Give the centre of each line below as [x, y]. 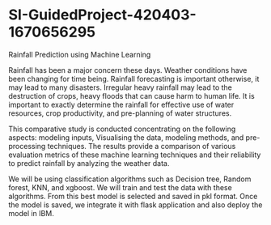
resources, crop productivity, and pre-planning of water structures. [120, 113]
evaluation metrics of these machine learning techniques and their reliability [135, 155]
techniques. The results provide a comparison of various [142, 146]
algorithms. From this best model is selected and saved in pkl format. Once [133, 196]
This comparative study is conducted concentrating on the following [122, 129]
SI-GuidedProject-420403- [102, 15]
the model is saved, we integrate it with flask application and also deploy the [135, 205]
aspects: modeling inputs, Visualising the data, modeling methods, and [126, 137]
